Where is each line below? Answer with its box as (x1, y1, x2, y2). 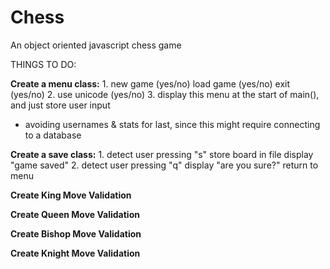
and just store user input (10, 99, 111, 111)
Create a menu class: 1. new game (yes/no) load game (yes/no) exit (10, 77, 291, 90)
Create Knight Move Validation (10, 247, 141, 259)
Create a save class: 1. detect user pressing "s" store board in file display (10, 148, 314, 160)
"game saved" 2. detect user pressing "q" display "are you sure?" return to (10, 159, 319, 171)
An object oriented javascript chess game (10, 39, 182, 51)
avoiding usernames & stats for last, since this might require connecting (24, 118, 321, 130)
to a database (24, 129, 82, 141)
